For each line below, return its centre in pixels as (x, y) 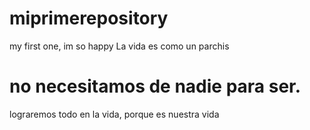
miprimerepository (89, 18)
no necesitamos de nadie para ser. (155, 86)
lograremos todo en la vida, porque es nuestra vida (114, 114)
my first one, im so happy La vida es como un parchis (119, 46)
